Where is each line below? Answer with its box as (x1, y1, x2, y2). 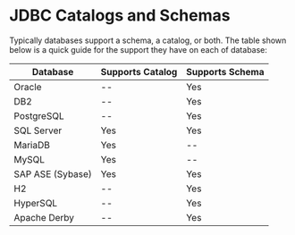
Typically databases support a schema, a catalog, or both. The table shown (9, 35, 287, 46)
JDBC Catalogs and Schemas (9, 5, 231, 26)
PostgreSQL (13, 109, 64, 122)
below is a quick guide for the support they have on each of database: (9, 44, 268, 55)
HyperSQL (13, 197, 58, 209)
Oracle (13, 80, 42, 93)
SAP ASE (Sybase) (13, 167, 92, 180)
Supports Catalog (100, 65, 178, 78)
